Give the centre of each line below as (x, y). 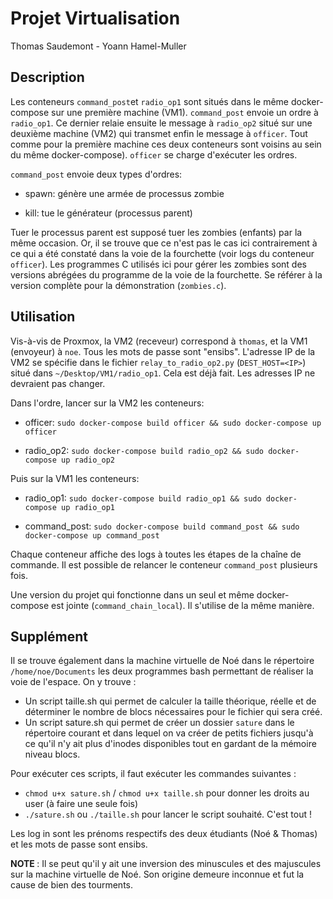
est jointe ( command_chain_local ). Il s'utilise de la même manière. (183, 605)
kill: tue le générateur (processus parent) (108, 213)
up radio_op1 (88, 507)
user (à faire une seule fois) (81, 804)
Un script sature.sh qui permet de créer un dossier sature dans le (159, 723)
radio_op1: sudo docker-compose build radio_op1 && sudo (143, 498)
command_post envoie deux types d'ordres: (96, 174)
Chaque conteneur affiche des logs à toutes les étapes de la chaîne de (156, 554)
